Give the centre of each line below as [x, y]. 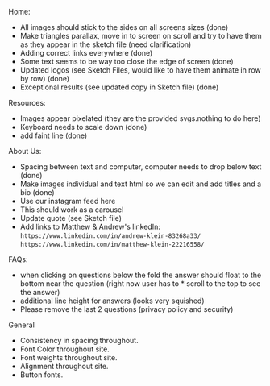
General [21, 325]
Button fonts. [42, 375]
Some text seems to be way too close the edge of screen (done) [127, 61]
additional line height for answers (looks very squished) [112, 301]
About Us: [25, 151]
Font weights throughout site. [69, 357]
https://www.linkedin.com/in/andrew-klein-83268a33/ [110, 236]
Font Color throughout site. [65, 349]
